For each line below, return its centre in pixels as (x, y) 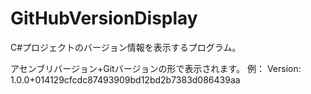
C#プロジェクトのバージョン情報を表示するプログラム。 (126, 47)
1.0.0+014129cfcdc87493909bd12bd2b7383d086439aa (125, 79)
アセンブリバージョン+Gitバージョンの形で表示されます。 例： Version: (156, 68)
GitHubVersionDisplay (104, 18)
